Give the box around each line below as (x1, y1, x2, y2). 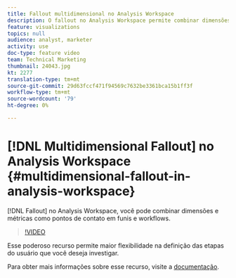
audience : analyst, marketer (7, 37, 93, 44)
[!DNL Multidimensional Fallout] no (7, 139, 214, 155)
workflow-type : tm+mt (7, 89, 71, 96)
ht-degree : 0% (7, 102, 49, 109)
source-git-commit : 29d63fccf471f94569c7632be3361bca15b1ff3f (7, 82, 193, 89)
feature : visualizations (7, 23, 80, 30)
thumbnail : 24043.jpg (7, 63, 71, 70)
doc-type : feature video (7, 50, 80, 57)
